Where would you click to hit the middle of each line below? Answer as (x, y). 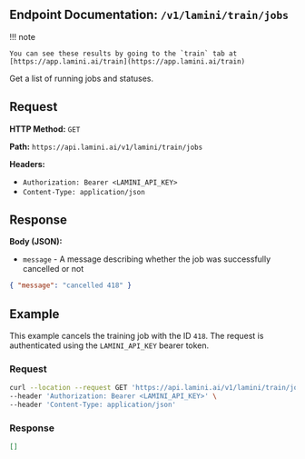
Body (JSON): (36, 242)
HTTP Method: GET (45, 129)
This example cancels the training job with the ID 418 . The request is (137, 336)
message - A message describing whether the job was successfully (147, 259)
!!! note (23, 36)
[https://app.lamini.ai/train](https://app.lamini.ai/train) (128, 61)
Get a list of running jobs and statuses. (82, 78)
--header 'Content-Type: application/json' (93, 405)
